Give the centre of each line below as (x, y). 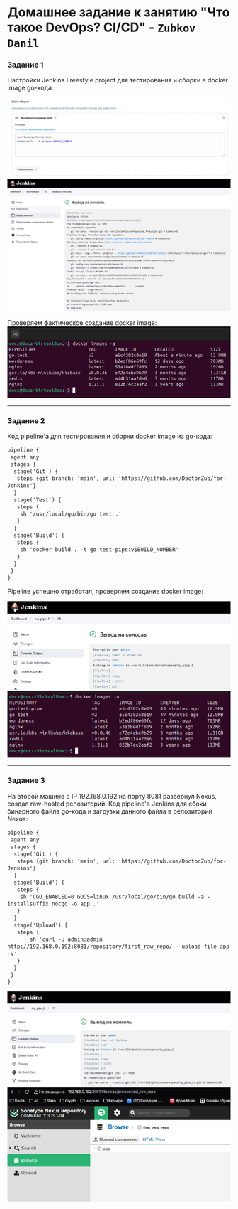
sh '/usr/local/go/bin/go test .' (71, 514)
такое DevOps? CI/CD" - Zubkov (102, 27)
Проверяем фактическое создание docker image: (82, 323)
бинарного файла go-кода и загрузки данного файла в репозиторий (110, 811)
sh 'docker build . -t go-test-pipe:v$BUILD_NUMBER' (100, 550)
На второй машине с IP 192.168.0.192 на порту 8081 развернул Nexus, (112, 796)
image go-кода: (30, 88)
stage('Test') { (38, 500)
